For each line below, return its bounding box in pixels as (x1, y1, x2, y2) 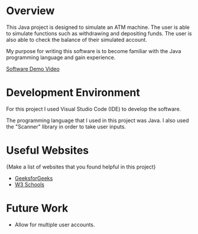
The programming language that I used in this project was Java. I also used (6, 117, 189, 124)
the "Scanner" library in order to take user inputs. (6, 123, 126, 130)
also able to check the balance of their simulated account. (6, 36, 148, 43)
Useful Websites (6, 144, 89, 157)
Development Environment (6, 86, 140, 100)
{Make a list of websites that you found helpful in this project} (6, 163, 156, 170)
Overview (6, 4, 55, 18)
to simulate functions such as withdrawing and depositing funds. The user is (6, 29, 192, 37)
